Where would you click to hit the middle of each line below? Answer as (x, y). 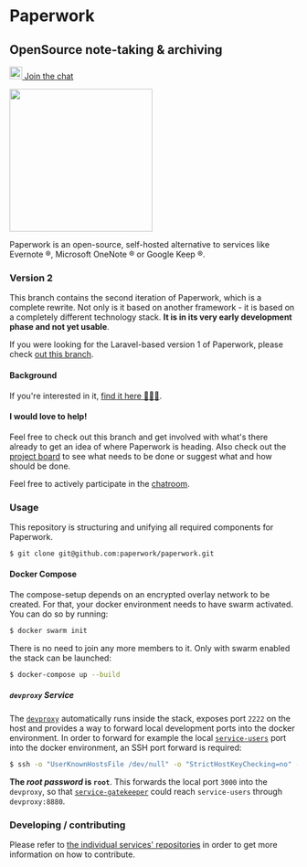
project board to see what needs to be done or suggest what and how (141, 456)
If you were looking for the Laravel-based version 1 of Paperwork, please (146, 344)
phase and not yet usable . (59, 327)
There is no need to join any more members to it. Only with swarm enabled (150, 648)
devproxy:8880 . (37, 801)
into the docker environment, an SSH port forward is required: (126, 747)
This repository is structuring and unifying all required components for (142, 527)
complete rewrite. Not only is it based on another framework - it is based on (152, 308)
